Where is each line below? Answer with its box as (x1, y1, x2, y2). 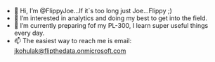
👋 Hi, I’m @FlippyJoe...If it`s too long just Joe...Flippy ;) (13, 7, 172, 15)
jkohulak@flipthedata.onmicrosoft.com (13, 47, 126, 55)
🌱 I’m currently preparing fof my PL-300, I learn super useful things (13, 22, 209, 29)
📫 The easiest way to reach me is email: (13, 37, 132, 45)
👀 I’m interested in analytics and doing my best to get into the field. (13, 14, 208, 22)
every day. (13, 29, 45, 37)
